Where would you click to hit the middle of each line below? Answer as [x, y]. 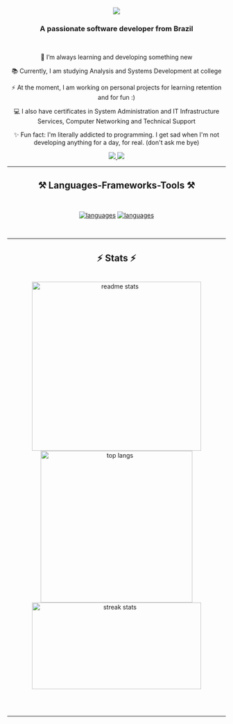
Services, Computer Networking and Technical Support [116, 121]
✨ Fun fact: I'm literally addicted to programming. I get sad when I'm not [116, 135]
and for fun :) [116, 98]
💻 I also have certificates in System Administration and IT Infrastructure [116, 112]
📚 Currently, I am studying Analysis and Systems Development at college [116, 71]
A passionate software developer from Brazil [116, 29]
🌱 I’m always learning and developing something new [116, 57]
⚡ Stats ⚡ [116, 258]
